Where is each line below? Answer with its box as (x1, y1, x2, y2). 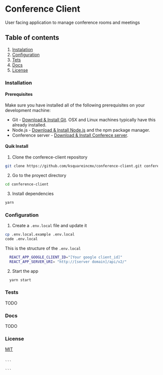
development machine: (5, 107, 51, 113)
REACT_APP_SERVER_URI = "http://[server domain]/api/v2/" (9, 259, 127, 264)
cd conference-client (5, 181, 49, 187)
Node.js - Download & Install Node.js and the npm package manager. (12, 127, 150, 133)
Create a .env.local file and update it (12, 223, 87, 228)
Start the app (12, 268, 39, 274)
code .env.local (5, 236, 38, 241)
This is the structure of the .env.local (5, 245, 81, 251)
